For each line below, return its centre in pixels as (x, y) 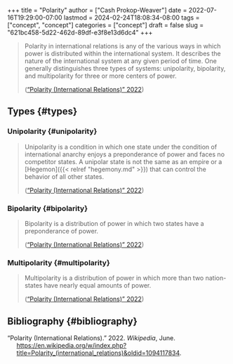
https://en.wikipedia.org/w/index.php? (72, 346)
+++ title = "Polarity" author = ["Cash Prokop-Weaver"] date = (97, 10)
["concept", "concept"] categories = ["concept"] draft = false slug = (106, 25)
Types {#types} (42, 112)
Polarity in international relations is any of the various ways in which (122, 46)
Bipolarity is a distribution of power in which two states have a (114, 223)
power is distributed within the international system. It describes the (122, 53)
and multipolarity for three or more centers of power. (100, 76)
